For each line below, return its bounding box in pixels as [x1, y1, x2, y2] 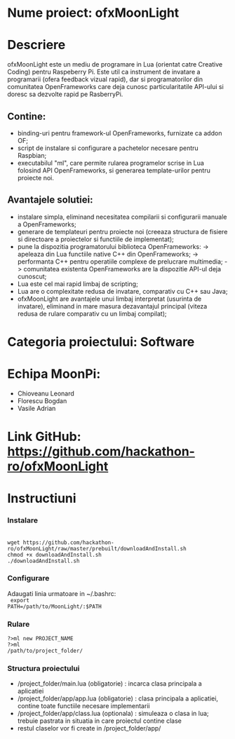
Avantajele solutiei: [7, 194, 93, 206]
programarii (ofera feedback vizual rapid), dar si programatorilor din [7, 75, 203, 83]
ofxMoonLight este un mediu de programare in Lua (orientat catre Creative [7, 60, 223, 69]
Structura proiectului [7, 664, 80, 674]
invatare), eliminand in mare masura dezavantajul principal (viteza [17, 301, 208, 310]
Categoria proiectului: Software [7, 334, 195, 350]
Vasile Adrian [17, 404, 56, 412]
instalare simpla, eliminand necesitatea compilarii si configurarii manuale [17, 212, 227, 221]
